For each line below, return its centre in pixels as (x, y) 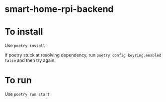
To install (24, 32)
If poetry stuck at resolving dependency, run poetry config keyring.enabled (83, 55)
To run (18, 80)
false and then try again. (30, 60)
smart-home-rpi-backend (59, 9)
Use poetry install (25, 46)
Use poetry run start (27, 94)
